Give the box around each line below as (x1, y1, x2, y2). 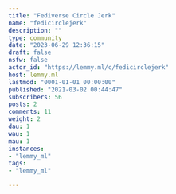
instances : (8, 145, 45, 153)
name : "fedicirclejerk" (8, 19, 88, 27)
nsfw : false (8, 56, 48, 64)
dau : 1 (8, 122, 30, 130)
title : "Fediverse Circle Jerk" (8, 11, 115, 20)
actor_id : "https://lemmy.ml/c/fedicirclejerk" (8, 64, 170, 72)
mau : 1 (8, 137, 30, 145)
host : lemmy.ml (8, 71, 59, 79)
